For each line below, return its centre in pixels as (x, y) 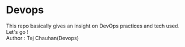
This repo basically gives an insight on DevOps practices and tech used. (93, 26)
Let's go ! (18, 32)
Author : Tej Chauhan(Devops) (43, 38)
